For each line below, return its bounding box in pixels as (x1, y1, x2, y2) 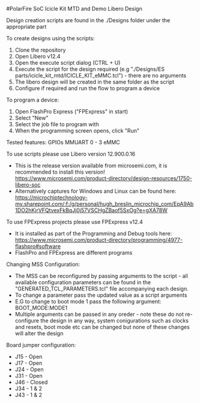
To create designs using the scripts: (6, 35, 95, 41)
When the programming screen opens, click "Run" (14, 127, 140, 134)
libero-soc (14, 181, 41, 188)
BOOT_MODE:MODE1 (14, 305, 68, 311)
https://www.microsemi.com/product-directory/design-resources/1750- (14, 175, 192, 182)
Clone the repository (14, 46, 66, 53)
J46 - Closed (14, 378, 48, 386)
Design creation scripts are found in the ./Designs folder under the (6, 17, 171, 23)
